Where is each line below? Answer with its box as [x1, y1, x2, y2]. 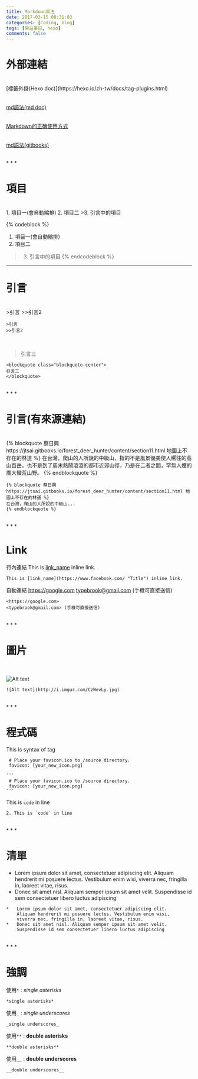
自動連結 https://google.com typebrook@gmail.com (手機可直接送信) [6, 587, 173, 594]
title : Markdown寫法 [6, 8, 55, 15]
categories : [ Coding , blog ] [6, 20, 75, 25]
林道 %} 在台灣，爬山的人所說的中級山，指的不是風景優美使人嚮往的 [21, 454, 187, 461]
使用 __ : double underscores [6, 1055, 77, 1062]
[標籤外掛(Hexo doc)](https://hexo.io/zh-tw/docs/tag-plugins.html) [6, 85, 168, 92]
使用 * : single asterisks [6, 986, 62, 993]
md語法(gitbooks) [6, 141, 49, 148]
